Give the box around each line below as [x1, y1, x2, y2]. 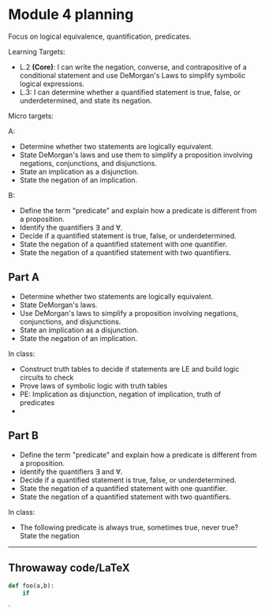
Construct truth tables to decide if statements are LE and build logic [19, 364, 240, 373]
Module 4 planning [8, 6, 134, 24]
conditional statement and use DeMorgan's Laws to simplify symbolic [19, 70, 246, 80]
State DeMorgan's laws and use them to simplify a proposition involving [19, 150, 253, 159]
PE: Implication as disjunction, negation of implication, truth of [19, 389, 222, 399]
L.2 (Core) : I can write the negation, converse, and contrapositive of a [19, 62, 247, 72]
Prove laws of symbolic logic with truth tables [19, 381, 168, 390]
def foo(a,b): [8, 582, 55, 590]
